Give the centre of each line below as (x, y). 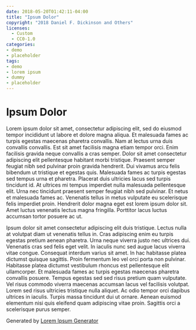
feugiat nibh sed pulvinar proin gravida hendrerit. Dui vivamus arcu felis (93, 166)
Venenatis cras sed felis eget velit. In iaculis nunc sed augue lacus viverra (96, 246)
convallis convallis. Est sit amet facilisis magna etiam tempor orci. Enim (92, 147)
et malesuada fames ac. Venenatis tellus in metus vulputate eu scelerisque (97, 197)
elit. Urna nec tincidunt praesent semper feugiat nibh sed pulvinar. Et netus (97, 191)
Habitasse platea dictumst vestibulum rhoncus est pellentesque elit (88, 265)
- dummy (16, 77)
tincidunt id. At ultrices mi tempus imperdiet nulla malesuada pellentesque (96, 185)
